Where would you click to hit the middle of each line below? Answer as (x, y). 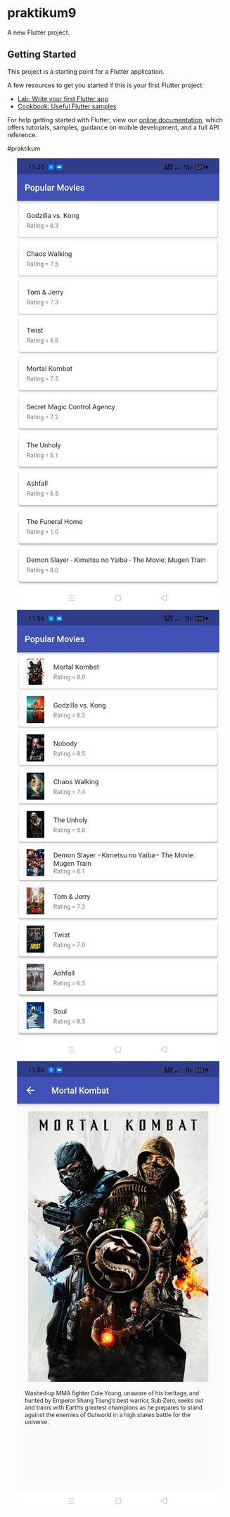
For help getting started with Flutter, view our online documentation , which (115, 120)
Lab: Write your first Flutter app (63, 98)
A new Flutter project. (39, 32)
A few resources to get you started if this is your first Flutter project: (106, 85)
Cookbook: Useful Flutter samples (67, 106)
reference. (22, 134)
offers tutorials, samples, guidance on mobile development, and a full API (113, 127)
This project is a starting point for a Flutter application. (86, 71)
